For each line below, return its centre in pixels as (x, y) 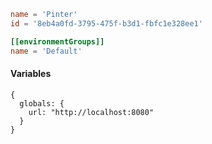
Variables (31, 74)
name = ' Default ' (46, 51)
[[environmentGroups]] (57, 41)
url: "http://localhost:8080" (91, 112)
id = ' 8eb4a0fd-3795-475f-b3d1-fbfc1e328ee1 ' (106, 23)
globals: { (42, 103)
